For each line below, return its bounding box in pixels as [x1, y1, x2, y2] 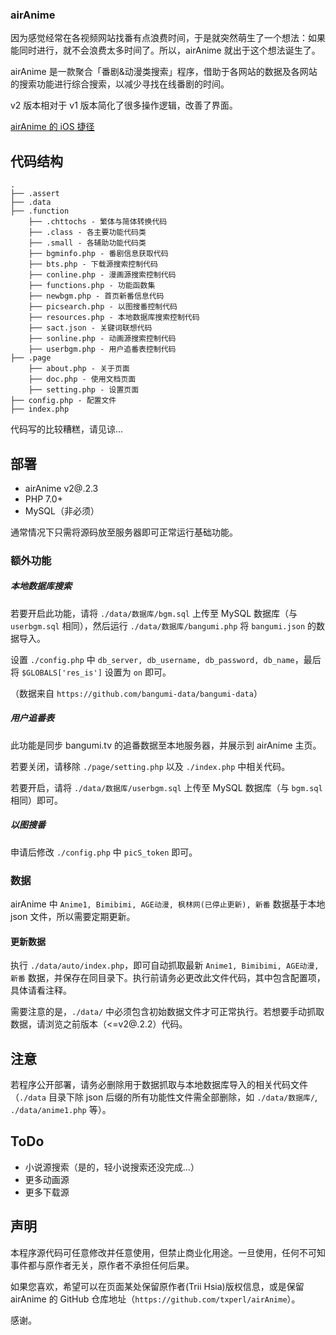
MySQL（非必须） [24, 504, 100, 517]
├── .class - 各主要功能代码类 [28, 228, 147, 238]
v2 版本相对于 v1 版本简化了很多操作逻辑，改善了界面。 [10, 99, 238, 112]
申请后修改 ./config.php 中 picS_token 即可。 [10, 846, 198, 858]
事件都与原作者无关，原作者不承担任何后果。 [10, 1259, 195, 1271]
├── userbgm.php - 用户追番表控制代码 [28, 344, 177, 355]
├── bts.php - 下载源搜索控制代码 [28, 259, 158, 270]
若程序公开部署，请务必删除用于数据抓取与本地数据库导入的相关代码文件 [10, 1079, 308, 1091]
